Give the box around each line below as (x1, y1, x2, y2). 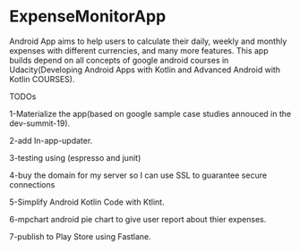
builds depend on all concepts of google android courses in (9, 54, 229, 65)
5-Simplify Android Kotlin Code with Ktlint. (9, 197, 165, 207)
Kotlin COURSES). (9, 73, 75, 84)
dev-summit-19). (9, 118, 71, 129)
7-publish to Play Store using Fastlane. (9, 230, 152, 242)
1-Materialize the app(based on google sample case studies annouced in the (9, 108, 292, 119)
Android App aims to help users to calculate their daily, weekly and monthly (9, 36, 287, 46)
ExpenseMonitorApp (9, 6, 167, 27)
